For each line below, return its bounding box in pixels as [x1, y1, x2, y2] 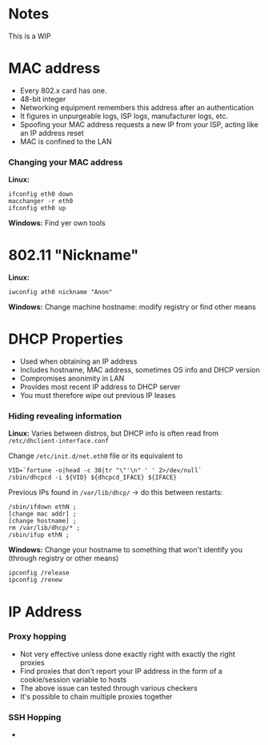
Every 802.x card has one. [19, 86, 107, 95]
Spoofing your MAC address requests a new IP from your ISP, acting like [19, 119, 258, 129]
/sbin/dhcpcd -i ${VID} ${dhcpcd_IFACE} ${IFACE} [8, 473, 178, 482]
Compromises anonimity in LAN [19, 373, 125, 384]
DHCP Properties [8, 330, 124, 349]
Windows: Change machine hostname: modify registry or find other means [8, 302, 256, 312]
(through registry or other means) [8, 553, 119, 564]
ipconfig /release [8, 569, 70, 577]
